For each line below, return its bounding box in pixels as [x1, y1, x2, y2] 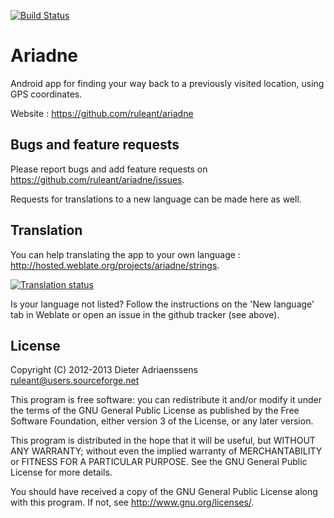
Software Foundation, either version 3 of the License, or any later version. [10, 415, 314, 427]
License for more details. [10, 466, 113, 479]
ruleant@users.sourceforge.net [10, 375, 140, 387]
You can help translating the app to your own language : [10, 248, 241, 260]
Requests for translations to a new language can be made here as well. [10, 193, 302, 205]
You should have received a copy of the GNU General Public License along [10, 486, 318, 498]
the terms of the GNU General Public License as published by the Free [10, 405, 300, 417]
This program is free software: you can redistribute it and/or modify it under [10, 394, 322, 406]
